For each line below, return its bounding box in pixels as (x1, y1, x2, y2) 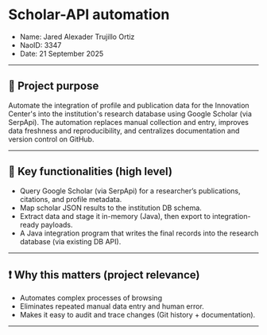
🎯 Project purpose (8, 80, 99, 93)
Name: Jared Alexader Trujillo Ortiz (19, 32, 135, 41)
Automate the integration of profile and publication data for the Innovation (8, 100, 250, 110)
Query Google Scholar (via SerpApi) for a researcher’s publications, (19, 185, 241, 196)
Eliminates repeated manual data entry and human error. (19, 302, 204, 311)
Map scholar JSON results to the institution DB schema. (19, 203, 203, 212)
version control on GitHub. (8, 134, 95, 144)
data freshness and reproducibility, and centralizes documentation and (8, 126, 240, 135)
